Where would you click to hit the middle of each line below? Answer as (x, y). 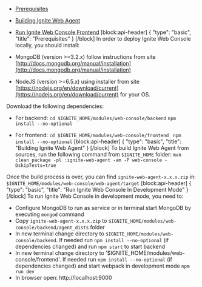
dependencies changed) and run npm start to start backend (90, 246)
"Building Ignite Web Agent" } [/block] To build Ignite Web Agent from (102, 148)
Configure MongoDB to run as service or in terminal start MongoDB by (103, 208)
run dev (25, 272)
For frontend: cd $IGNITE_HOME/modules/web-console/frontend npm (98, 135)
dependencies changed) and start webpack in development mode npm (102, 266)
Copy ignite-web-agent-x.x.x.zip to (61, 221)
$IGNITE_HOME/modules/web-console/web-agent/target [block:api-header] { (99, 183)
